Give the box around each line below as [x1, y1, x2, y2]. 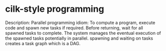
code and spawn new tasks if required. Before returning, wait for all [5, 25, 143, 30]
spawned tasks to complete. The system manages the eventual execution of [5, 30, 162, 36]
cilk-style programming [5, 3, 104, 15]
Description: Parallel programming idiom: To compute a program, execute [5, 20, 156, 25]
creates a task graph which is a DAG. [5, 40, 81, 46]
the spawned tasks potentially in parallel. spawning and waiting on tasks [5, 35, 153, 41]
